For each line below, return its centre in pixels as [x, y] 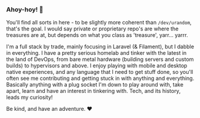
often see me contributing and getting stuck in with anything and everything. [100, 78]
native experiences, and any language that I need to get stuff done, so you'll [100, 72]
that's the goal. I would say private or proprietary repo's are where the [93, 29]
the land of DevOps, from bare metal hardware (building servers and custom [100, 60]
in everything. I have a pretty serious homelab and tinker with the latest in [96, 53]
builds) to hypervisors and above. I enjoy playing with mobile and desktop [97, 66]
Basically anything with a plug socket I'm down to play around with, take [95, 85]
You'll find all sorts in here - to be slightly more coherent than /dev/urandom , [99, 23]
